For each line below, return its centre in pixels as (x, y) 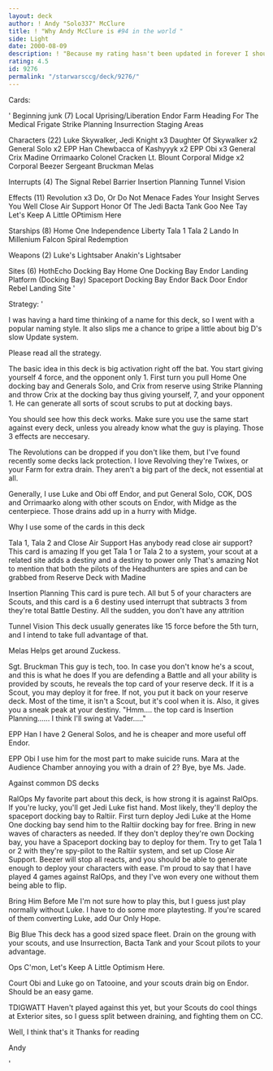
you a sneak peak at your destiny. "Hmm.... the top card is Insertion (121, 709)
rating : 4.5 (28, 62)
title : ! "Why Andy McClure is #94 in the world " (96, 31)
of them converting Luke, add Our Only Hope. (84, 918)
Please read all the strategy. (55, 353)
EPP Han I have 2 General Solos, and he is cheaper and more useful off (127, 734)
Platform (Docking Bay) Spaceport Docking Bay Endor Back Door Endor (128, 279)
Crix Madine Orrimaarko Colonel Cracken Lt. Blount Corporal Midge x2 (127, 157)
